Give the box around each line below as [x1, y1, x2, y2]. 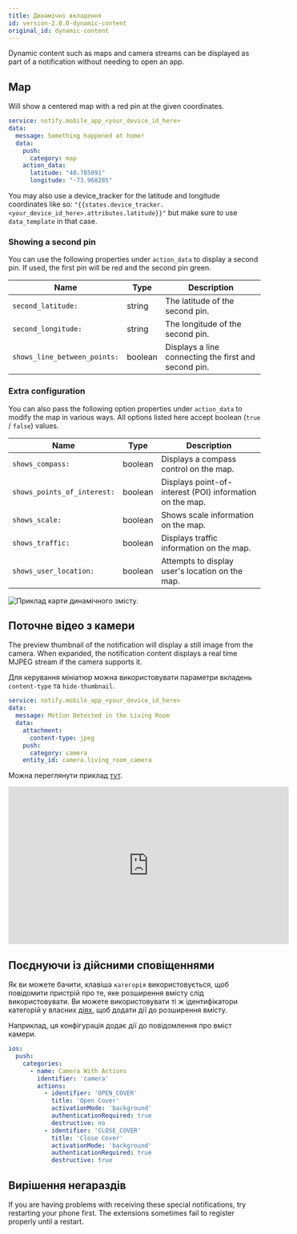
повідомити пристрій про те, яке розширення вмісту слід [8, 988, 204, 998]
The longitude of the [165, 319, 242, 330]
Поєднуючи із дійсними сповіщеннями [8, 958, 215, 972]
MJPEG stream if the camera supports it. [8, 657, 142, 667]
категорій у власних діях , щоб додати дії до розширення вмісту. [8, 1005, 228, 1015]
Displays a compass [161, 453, 237, 464]
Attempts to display [161, 555, 234, 567]
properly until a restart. [8, 1216, 84, 1226]
